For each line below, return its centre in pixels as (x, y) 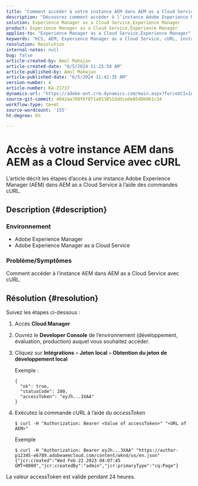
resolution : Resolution (35, 45)
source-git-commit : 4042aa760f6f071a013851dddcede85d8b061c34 (84, 99)
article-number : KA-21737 (38, 88)
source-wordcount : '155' (37, 110)
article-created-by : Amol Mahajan (49, 61)
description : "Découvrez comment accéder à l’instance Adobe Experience (97, 17)
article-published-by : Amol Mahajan (51, 72)
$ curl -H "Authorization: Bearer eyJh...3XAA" (74, 450)
